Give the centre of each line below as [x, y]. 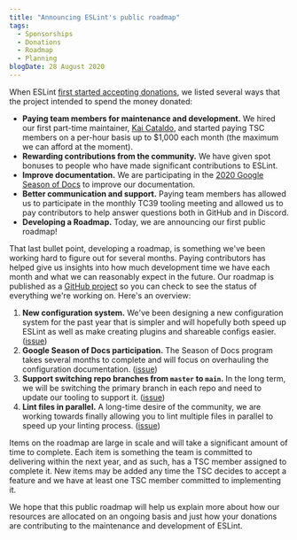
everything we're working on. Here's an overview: [100, 295]
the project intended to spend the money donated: [101, 101]
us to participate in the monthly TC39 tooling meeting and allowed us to [152, 203]
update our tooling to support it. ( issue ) [94, 397]
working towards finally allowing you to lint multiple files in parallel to [147, 416]
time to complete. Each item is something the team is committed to [131, 451]
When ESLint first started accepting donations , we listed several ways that [145, 92]
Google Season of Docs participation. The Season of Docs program [147, 350]
